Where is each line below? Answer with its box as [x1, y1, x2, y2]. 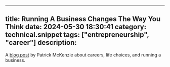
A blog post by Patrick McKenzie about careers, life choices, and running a [5, 51, 161, 58]
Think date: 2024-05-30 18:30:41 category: [5, 23, 147, 31]
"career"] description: [5, 38, 77, 47]
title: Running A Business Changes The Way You [5, 15, 161, 23]
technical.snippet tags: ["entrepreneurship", [5, 31, 149, 39]
